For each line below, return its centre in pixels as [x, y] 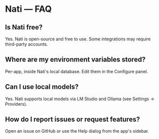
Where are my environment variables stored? [75, 60]
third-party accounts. [26, 44]
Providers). [16, 104]
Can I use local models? [42, 87]
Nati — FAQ [29, 9]
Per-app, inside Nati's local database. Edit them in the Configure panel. [77, 71]
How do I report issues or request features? [73, 120]
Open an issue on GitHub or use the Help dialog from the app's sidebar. [77, 131]
